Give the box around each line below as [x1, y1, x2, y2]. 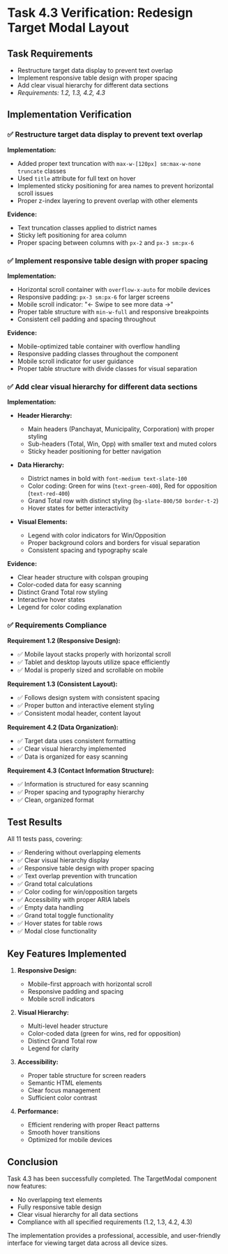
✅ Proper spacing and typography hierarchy [17, 787, 145, 796]
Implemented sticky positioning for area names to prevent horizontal [17, 181, 214, 190]
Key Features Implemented [7, 947, 127, 959]
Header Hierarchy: [17, 411, 73, 420]
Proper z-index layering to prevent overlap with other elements [17, 196, 198, 204]
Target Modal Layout [7, 20, 130, 36]
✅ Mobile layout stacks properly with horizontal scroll [17, 649, 172, 658]
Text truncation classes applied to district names [17, 223, 157, 232]
